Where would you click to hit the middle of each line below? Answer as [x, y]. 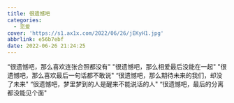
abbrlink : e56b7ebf [36, 40]
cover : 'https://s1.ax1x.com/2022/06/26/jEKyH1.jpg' [86, 33]
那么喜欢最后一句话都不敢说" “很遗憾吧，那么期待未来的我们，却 [124, 75]
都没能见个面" [27, 93]
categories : [24, 20]
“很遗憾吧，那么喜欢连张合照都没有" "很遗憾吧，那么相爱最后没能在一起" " [114, 66]
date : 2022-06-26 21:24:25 [46, 46]
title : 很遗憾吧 [29, 14]
